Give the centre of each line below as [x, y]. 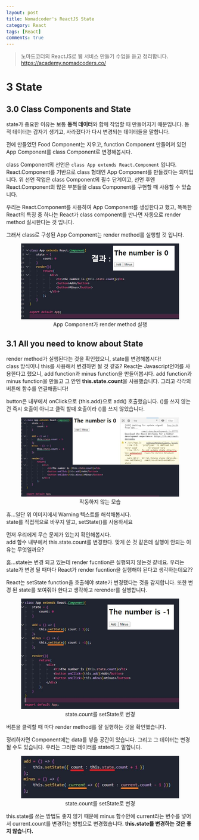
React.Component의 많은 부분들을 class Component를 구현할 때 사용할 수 [93, 187]
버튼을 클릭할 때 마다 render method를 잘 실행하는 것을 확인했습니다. [86, 727]
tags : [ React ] [24, 32]
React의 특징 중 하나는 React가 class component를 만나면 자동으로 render [94, 214]
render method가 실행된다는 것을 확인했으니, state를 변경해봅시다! [84, 358]
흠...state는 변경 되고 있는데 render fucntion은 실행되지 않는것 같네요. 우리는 [95, 562]
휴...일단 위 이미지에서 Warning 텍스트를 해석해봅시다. [69, 514]
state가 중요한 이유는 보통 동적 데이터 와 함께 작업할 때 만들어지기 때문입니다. [95, 124]
